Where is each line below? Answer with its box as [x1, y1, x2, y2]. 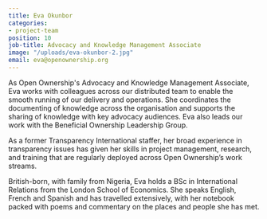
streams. [8, 161, 37, 170]
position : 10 [8, 33, 52, 42]
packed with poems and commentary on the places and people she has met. [8, 201, 260, 211]
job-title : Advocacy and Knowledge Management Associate [8, 41, 202, 49]
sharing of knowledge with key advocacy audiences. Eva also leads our [8, 111, 243, 121]
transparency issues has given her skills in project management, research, [8, 144, 253, 154]
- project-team [8, 26, 59, 34]
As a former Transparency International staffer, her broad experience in [8, 135, 242, 145]
